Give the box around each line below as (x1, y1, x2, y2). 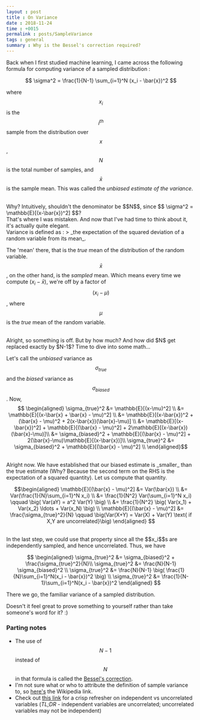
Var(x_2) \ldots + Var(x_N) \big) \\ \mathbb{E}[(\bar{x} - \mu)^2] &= (17, 505, 184, 512)
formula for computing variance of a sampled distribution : (6, 65, 151, 72)
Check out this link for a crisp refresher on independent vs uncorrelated (14, 694, 193, 701)
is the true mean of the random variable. (6, 318, 106, 325)
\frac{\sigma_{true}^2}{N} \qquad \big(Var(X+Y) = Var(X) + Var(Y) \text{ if (10, 511, 192, 518)
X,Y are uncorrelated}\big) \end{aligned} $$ (46, 517, 156, 525)
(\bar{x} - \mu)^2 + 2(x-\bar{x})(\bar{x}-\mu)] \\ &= (18, 417, 145, 425)
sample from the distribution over (6, 129, 89, 136)
